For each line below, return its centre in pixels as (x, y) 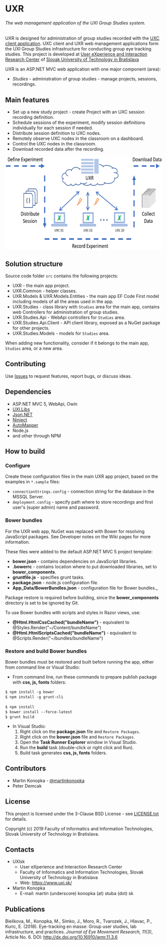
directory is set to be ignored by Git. (42, 603)
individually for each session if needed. (53, 128)
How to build (25, 452)
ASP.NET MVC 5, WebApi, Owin (45, 404)
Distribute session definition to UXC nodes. (57, 133)
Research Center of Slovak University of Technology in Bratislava (72, 59)
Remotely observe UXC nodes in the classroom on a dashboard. (78, 138)
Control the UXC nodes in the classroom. (54, 144)
